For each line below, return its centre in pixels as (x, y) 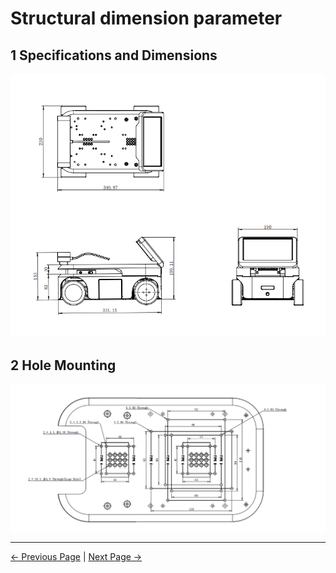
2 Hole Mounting (63, 365)
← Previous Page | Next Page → (76, 556)
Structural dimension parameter (146, 18)
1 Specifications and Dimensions (114, 55)
